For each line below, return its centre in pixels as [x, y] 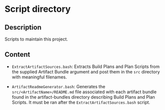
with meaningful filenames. [39, 77]
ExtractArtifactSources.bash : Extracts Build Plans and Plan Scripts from [86, 66]
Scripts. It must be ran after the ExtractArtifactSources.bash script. [81, 102]
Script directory [38, 9]
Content [18, 55]
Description [23, 27]
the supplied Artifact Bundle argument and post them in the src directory [86, 72]
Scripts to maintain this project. [36, 39]
